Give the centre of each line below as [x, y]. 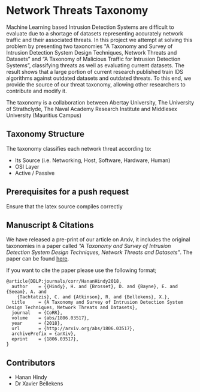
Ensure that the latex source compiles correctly [64, 206]
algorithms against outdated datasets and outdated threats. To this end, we [99, 78]
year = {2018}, [37, 324]
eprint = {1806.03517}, [45, 339]
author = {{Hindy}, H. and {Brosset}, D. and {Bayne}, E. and [95, 287]
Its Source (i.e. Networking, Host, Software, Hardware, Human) [93, 160]
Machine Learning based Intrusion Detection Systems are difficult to [90, 27]
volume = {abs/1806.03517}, [51, 318]
